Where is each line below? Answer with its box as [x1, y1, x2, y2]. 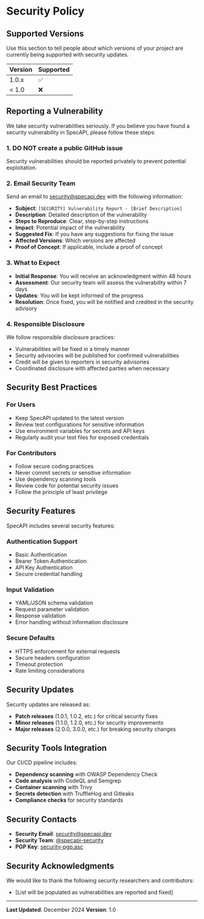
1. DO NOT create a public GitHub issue [6, 144, 123, 152]
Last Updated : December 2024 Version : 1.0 [6, 906, 117, 913]
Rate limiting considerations [15, 666, 85, 674]
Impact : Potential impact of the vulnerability [15, 224, 126, 231]
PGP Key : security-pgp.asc [15, 843, 84, 850]
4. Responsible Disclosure [6, 320, 85, 328]
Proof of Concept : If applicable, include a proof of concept [15, 243, 163, 251]
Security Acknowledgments [6, 861, 114, 871]
